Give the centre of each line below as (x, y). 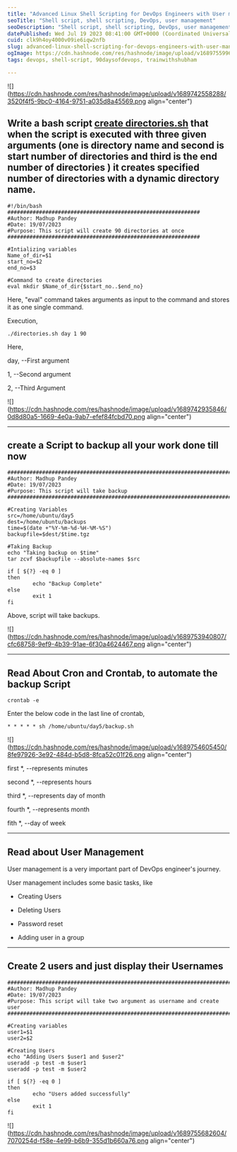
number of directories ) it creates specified (103, 168)
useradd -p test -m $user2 (47, 1069)
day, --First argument (38, 360)
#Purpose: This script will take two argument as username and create (113, 1001)
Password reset (40, 924)
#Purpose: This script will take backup (68, 491)
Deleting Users (39, 910)
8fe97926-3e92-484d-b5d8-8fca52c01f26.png (77, 755)
